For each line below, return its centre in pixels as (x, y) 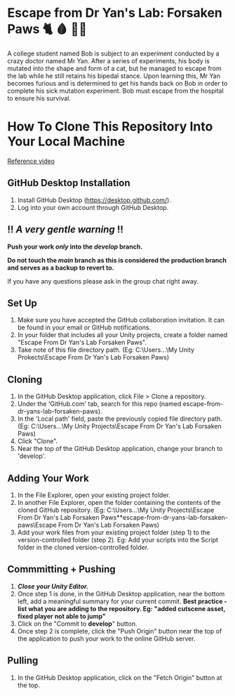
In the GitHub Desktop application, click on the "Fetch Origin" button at (120, 677)
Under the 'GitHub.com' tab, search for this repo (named (99, 404)
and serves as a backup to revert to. (61, 268)
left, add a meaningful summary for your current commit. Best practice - (122, 601)
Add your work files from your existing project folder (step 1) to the (114, 532)
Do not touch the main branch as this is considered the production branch (117, 260)
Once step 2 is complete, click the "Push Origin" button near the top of (120, 631)
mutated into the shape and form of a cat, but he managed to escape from (115, 68)
